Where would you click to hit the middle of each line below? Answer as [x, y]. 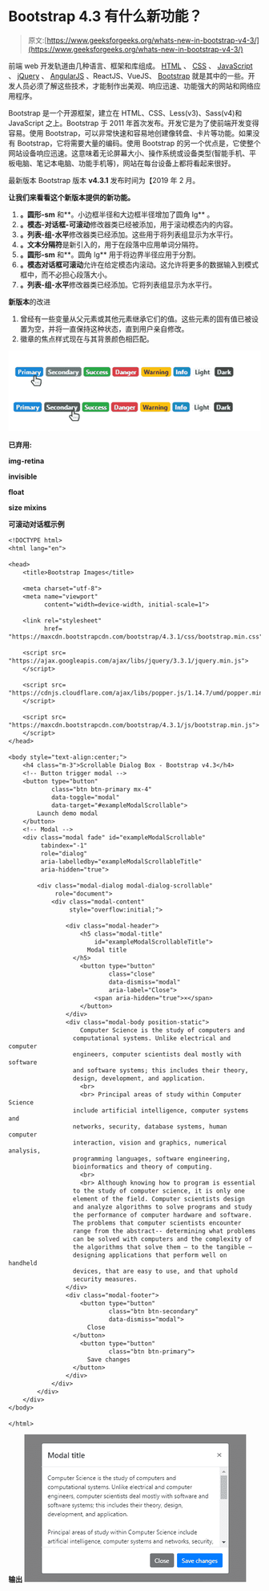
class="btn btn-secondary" [153, 1311]
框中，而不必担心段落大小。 [66, 275]
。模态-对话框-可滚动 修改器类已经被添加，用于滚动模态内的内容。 [128, 224]
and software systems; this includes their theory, [161, 1070]
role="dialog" [64, 853]
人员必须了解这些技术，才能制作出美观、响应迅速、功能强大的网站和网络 [134, 86]
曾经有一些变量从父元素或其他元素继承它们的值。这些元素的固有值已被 [136, 319]
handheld [23, 1263]
